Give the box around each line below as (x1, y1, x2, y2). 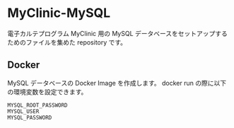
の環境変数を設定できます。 (7, 87, 88, 96)
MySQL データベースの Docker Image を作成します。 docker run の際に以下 (7, 78, 227, 87)
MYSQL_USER (7, 107, 40, 115)
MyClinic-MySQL (7, 5, 111, 21)
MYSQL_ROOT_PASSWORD (7, 101, 69, 109)
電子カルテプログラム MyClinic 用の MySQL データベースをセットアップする (7, 29, 228, 37)
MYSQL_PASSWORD (7, 114, 52, 121)
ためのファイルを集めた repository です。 (7, 37, 127, 47)
